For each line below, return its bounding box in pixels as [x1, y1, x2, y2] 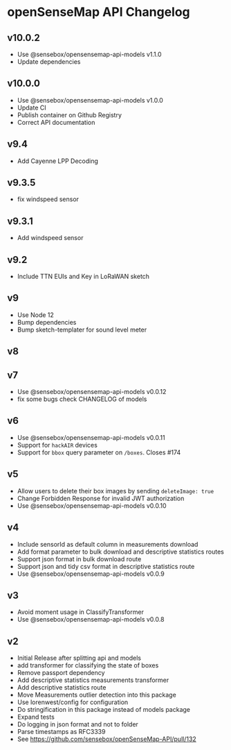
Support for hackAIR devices [17, 441, 98, 449]
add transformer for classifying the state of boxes [17, 661, 159, 670]
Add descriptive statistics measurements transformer [17, 676, 169, 684]
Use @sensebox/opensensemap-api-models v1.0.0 [17, 96, 164, 104]
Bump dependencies [17, 318, 77, 326]
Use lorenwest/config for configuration [17, 698, 129, 706]
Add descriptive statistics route [17, 683, 107, 692]
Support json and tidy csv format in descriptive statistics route [17, 562, 195, 570]
